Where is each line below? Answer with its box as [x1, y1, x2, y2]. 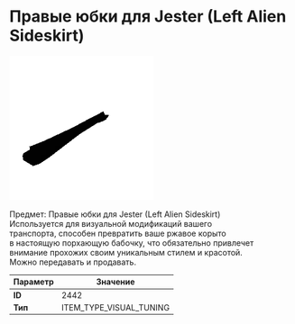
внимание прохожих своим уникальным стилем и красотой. [9, 247, 244, 257]
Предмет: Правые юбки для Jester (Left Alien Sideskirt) [9, 209, 221, 220]
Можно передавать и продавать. [9, 256, 137, 267]
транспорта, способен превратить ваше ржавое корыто [9, 228, 227, 238]
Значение [96, 276, 135, 287]
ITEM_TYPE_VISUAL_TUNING [61, 301, 170, 312]
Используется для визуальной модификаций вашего [9, 218, 213, 229]
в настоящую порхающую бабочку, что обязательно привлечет [9, 237, 254, 248]
